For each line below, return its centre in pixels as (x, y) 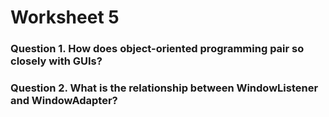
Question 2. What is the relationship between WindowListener (164, 88)
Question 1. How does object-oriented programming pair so (157, 49)
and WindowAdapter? (64, 101)
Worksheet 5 (65, 17)
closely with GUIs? (56, 61)
